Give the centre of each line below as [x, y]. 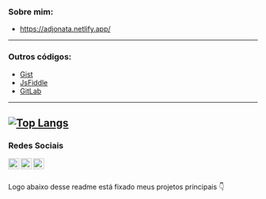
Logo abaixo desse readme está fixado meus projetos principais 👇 [116, 187]
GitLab [30, 91]
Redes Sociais [36, 145]
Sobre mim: [31, 12]
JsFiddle [34, 82]
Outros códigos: [40, 57]
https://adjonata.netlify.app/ [65, 29]
